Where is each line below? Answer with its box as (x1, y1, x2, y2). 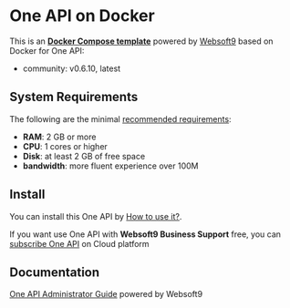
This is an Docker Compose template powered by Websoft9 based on (9, 36, 274, 46)
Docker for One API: (9, 45, 85, 56)
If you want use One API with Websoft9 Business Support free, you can (9, 229, 281, 240)
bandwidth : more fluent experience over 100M (22, 160, 199, 171)
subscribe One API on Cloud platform (9, 238, 150, 249)
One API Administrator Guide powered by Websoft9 (9, 289, 203, 300)
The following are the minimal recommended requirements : (9, 113, 232, 124)
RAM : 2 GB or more (22, 131, 97, 142)
